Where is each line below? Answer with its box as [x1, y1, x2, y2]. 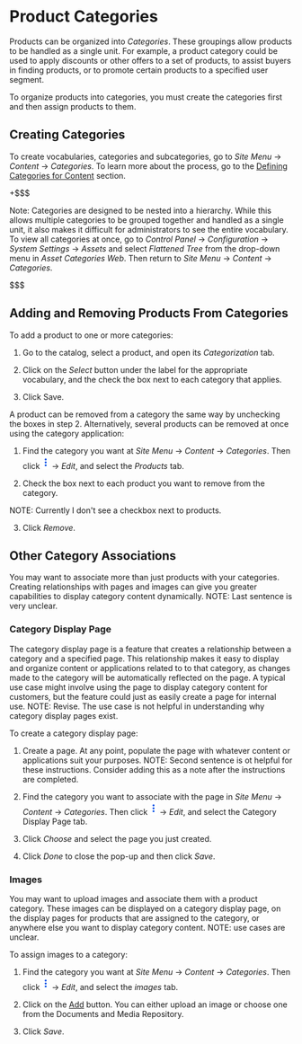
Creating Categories [9, 128, 126, 143]
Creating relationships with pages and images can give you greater [9, 581, 258, 592]
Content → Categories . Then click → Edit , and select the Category [22, 806, 277, 817]
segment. [9, 74, 45, 84]
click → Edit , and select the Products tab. [22, 460, 184, 471]
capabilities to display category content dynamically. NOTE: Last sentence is [9, 591, 293, 602]
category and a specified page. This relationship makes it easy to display [9, 653, 280, 664]
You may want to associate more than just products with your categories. [9, 572, 280, 583]
